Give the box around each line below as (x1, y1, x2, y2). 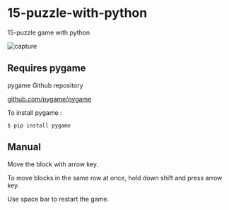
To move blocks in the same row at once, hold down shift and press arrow (7, 173, 223, 182)
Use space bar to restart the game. (7, 194, 110, 203)
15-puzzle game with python (7, 28, 90, 37)
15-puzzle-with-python (7, 5, 148, 21)
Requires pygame (7, 62, 86, 75)
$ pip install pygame (7, 122, 71, 129)
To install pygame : (7, 108, 62, 117)
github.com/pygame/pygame (7, 94, 92, 103)
